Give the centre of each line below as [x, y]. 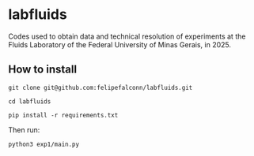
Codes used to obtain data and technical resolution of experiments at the [127, 36]
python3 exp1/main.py [44, 144]
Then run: [24, 130]
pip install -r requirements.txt [63, 115]
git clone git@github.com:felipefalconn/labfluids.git [100, 87]
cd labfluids [30, 101]
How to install [43, 70]
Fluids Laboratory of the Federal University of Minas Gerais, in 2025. [120, 44]
